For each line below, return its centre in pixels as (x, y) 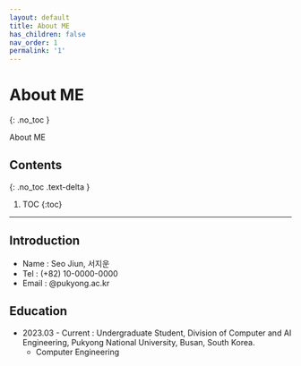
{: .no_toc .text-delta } (50, 187)
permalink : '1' (38, 51)
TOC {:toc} (42, 204)
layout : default (39, 17)
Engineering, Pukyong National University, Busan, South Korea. (138, 342)
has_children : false (48, 34)
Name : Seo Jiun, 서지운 (66, 263)
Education (39, 311)
